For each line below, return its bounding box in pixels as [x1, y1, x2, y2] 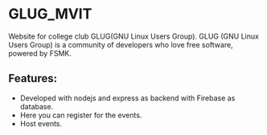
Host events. [19, 118, 63, 129]
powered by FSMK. [8, 48, 72, 58]
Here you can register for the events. [19, 110, 142, 120]
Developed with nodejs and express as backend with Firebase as [19, 93, 236, 103]
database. [19, 101, 54, 111]
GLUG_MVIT [8, 5, 92, 23]
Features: [8, 72, 58, 85]
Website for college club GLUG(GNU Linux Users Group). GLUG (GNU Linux [8, 31, 260, 41]
